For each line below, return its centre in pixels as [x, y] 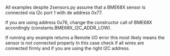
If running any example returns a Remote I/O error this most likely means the [85, 38]
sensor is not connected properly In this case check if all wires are [75, 43]
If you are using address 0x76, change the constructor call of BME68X [79, 22]
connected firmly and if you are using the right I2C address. [68, 48]
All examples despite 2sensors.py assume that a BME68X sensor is [75, 7]
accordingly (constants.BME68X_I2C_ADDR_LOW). [58, 28]
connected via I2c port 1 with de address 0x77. [54, 13]
